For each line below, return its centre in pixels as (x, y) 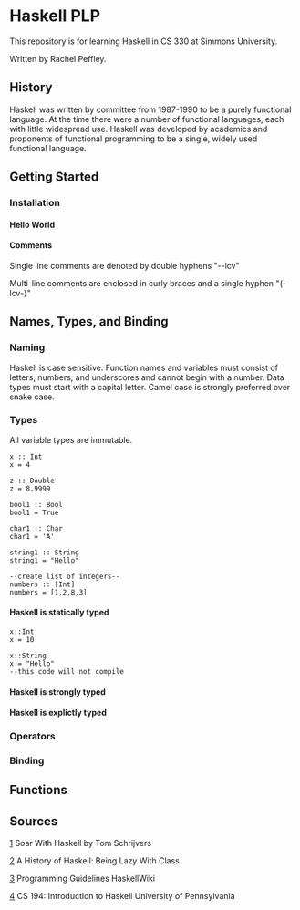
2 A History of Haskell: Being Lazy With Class (94, 861)
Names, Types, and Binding (89, 321)
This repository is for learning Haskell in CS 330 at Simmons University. (144, 41)
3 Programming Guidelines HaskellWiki (83, 879)
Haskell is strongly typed (58, 692)
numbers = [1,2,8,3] (49, 592)
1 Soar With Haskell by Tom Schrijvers (81, 843)
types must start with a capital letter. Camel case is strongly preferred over (150, 387)
